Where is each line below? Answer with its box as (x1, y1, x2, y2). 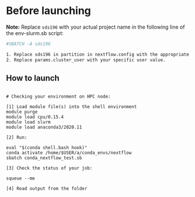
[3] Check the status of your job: (6, 165, 93, 171)
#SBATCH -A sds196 (6, 41, 51, 47)
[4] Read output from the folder (6, 186, 88, 192)
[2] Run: (6, 134, 27, 141)
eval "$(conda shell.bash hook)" (6, 145, 88, 151)
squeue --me (6, 175, 35, 182)
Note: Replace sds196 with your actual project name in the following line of (6, 23, 185, 30)
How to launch (6, 73, 60, 83)
